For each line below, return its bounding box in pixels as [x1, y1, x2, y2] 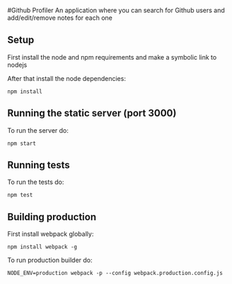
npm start [7, 140, 37, 147]
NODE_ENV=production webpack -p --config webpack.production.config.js [7, 270, 223, 277]
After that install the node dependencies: [7, 74, 126, 82]
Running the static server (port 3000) [7, 107, 177, 119]
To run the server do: [7, 126, 69, 134]
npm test [7, 192, 33, 199]
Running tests [7, 159, 71, 171]
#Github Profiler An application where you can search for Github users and [7, 6, 225, 14]
